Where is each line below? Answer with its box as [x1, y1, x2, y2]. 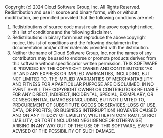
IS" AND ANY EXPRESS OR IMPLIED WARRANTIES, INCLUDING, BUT [12, 71, 151, 76]
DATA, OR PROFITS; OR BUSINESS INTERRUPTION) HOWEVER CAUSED [12, 107, 157, 113]
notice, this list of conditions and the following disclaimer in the [12, 40, 139, 46]
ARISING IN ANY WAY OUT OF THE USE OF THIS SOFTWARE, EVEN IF [12, 123, 154, 129]
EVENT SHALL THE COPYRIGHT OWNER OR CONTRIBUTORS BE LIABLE [12, 87, 158, 92]
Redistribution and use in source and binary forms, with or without [5, 9, 138, 15]
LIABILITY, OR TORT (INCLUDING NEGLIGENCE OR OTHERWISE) [12, 117, 143, 123]
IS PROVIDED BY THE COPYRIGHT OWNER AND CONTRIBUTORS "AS [12, 66, 152, 71]
